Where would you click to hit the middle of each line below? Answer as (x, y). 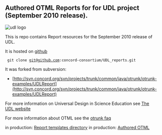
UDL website (18, 108)
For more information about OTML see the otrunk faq (58, 118)
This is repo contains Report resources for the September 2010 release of (79, 36)
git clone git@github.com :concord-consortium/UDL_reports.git (72, 60)
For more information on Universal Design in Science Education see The (77, 103)
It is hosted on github (26, 51)
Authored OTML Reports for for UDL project (72, 8)
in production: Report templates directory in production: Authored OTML (77, 127)
